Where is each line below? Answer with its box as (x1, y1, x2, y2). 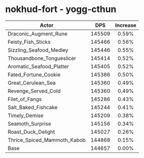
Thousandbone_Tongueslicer (8, 54, 76, 61)
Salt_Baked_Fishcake (8, 104, 58, 111)
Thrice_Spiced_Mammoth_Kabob (8, 136, 86, 143)
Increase (115, 22, 136, 29)
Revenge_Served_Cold (8, 87, 61, 94)
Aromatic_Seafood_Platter (8, 63, 69, 70)
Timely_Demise (8, 112, 44, 119)
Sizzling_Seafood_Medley (8, 46, 69, 53)
